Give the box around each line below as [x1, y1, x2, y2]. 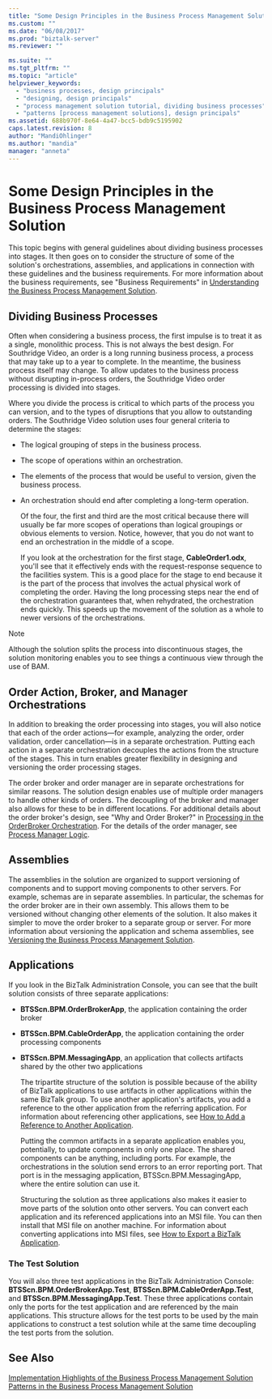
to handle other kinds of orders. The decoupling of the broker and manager [8, 795, 259, 805]
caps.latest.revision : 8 [8, 125, 92, 133]
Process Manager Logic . [8, 830, 91, 839]
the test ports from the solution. [8, 1328, 114, 1337]
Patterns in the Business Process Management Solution [8, 1381, 193, 1391]
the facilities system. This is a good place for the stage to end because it [19, 570, 263, 580]
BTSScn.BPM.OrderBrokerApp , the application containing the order [19, 1004, 248, 1013]
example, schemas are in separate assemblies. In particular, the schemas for [8, 892, 264, 902]
